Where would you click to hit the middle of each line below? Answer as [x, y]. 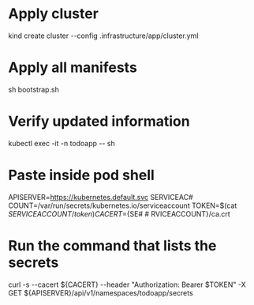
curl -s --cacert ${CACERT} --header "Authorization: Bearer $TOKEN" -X [127, 284]
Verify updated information [99, 121]
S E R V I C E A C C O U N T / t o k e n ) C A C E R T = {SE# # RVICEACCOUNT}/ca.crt [119, 213]
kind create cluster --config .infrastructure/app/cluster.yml [103, 36]
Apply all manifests [73, 68]
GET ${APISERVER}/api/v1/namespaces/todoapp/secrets [101, 292]
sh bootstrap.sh [34, 89]
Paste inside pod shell [82, 175]
